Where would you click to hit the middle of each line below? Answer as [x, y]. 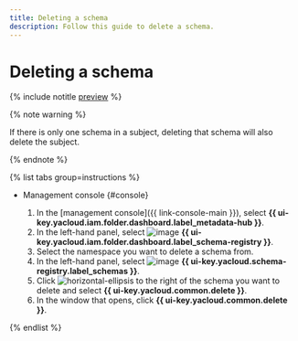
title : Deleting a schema [59, 18]
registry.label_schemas [82, 272]
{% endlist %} [36, 328]
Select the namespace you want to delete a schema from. [145, 251]
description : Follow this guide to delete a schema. [112, 27]
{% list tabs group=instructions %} [74, 177]
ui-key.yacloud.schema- [239, 261]
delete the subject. [45, 142]
